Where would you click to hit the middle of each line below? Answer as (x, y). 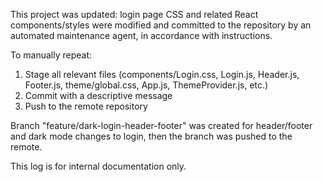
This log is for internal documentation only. (98, 166)
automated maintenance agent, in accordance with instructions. (141, 35)
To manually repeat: (51, 55)
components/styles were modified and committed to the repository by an (161, 25)
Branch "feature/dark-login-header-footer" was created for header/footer (161, 125)
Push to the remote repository (86, 106)
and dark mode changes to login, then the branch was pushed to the (151, 136)
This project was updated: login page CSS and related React (134, 14)
